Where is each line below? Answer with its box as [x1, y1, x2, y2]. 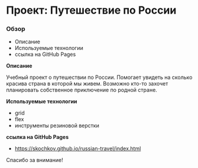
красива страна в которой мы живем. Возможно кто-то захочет [6, 80, 168, 87]
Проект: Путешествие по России [6, 4, 177, 17]
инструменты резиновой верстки [14, 122, 99, 129]
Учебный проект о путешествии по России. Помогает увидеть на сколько [6, 74, 193, 81]
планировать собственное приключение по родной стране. [6, 87, 158, 94]
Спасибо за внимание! [6, 157, 63, 164]
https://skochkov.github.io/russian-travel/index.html [14, 145, 141, 152]
